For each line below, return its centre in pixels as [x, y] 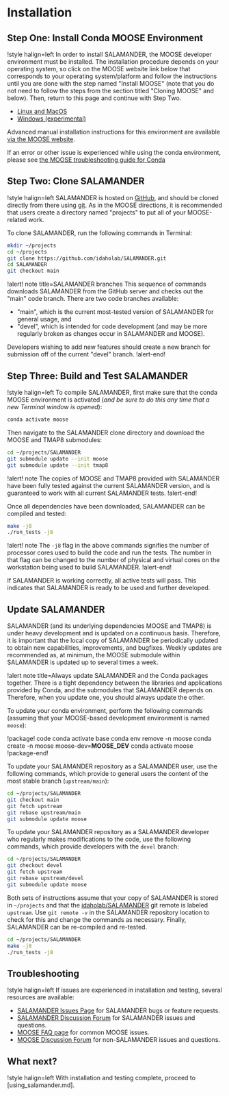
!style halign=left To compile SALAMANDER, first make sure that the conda [112, 392]
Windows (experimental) [52, 119]
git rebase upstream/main [44, 813]
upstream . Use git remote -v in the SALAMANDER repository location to [108, 912]
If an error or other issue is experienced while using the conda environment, [114, 153]
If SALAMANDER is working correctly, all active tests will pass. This [102, 581]
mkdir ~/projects [32, 245]
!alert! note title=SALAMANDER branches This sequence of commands [107, 284]
